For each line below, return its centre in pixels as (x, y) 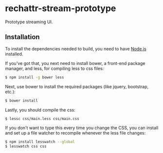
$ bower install (21, 100)
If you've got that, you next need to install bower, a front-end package (75, 63)
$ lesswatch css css (26, 146)
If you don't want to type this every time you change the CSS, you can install (82, 128)
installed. (14, 54)
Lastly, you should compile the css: (40, 110)
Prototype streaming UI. (29, 22)
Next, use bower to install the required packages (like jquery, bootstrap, (77, 86)
